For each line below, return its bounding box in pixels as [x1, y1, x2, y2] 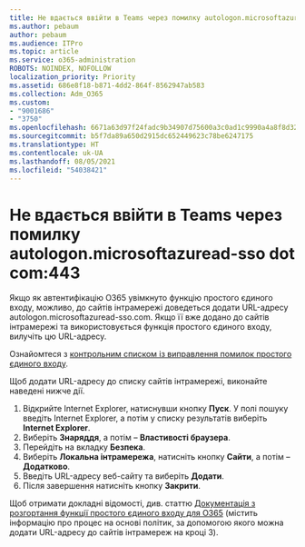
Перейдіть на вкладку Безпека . [22, 442, 146, 453]
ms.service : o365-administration [9, 55, 136, 65]
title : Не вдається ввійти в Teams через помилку [9, 13, 202, 23]
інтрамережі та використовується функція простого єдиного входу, [9, 322, 272, 333]
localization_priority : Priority [9, 73, 136, 82]
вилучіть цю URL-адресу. [9, 331, 107, 342]
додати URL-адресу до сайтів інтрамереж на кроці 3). [9, 527, 220, 538]
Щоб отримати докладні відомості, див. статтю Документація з [9, 498, 256, 509]
